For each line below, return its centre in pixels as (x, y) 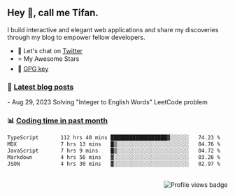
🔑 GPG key (33, 69)
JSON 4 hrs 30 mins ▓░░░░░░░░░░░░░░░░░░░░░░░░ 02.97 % (114, 164)
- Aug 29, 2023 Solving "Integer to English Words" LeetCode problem (108, 102)
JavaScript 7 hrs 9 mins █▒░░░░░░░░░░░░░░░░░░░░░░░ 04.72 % (114, 151)
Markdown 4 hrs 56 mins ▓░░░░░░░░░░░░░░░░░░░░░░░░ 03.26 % (114, 157)
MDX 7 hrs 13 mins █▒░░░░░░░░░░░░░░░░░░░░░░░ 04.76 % (114, 144)
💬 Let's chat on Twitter (50, 50)
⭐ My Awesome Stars (48, 58)
